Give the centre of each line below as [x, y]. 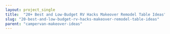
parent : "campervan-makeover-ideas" [44, 24]
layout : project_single [30, 10]
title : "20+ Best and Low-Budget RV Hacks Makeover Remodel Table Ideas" [86, 14]
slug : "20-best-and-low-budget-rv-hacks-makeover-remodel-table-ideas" [82, 19]
